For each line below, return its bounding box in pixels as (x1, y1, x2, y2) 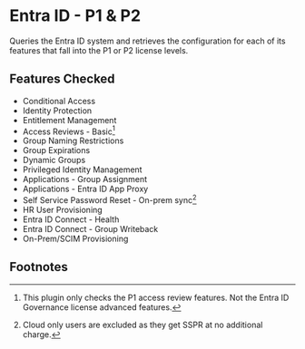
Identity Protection (22, 105, 93, 116)
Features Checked (9, 72, 115, 87)
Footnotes (9, 259, 68, 275)
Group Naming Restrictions (22, 135, 124, 146)
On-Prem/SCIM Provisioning (22, 233, 129, 245)
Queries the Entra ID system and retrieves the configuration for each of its (9, 35, 286, 46)
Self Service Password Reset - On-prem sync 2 (22, 193, 197, 206)
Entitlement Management (22, 114, 117, 125)
